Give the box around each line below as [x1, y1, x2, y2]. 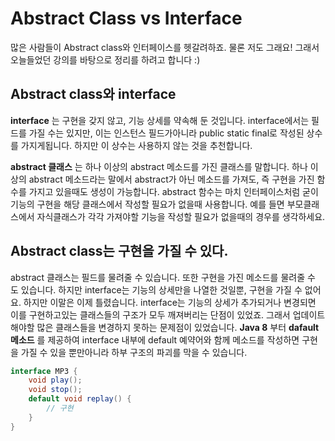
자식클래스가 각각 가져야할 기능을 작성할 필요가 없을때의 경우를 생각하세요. [36, 210, 326, 222]
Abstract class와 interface [10, 86, 177, 103]
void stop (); [28, 385, 83, 395]
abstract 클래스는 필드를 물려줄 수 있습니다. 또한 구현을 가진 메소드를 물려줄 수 [10, 271, 316, 283]
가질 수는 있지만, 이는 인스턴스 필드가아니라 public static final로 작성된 [28, 127, 305, 139]
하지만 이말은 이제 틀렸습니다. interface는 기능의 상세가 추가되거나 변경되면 [23, 296, 317, 308]
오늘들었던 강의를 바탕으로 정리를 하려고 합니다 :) [10, 53, 201, 66]
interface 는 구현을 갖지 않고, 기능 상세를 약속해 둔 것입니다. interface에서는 [10, 114, 310, 126]
